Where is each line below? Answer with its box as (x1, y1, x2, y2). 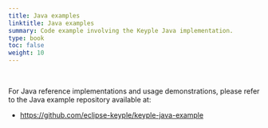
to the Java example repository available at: (8, 95, 152, 104)
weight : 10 (8, 49, 45, 57)
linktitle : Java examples (8, 19, 94, 27)
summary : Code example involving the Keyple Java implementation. (8, 26, 234, 34)
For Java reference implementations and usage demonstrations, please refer (8, 86, 260, 96)
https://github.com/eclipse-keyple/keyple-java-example (19, 110, 204, 120)
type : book (8, 34, 45, 42)
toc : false (8, 42, 45, 50)
